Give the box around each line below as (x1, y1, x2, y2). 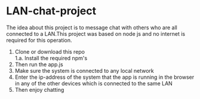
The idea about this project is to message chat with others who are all (6, 24, 178, 31)
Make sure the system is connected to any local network (14, 67, 154, 74)
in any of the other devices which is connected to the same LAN (14, 79, 173, 87)
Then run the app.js (14, 61, 64, 68)
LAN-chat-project (6, 4, 97, 18)
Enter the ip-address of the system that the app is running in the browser (14, 73, 195, 81)
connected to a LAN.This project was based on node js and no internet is (6, 30, 186, 37)
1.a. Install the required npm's (14, 54, 88, 61)
